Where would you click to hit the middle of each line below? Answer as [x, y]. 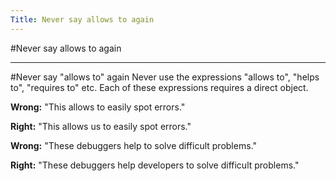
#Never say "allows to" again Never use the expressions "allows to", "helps [165, 77]
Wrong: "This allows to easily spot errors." [98, 107]
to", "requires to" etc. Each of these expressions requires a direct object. [159, 87]
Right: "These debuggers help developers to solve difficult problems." [155, 165]
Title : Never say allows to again [82, 19]
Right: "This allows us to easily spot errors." [101, 126]
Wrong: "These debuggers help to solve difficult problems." [133, 145]
